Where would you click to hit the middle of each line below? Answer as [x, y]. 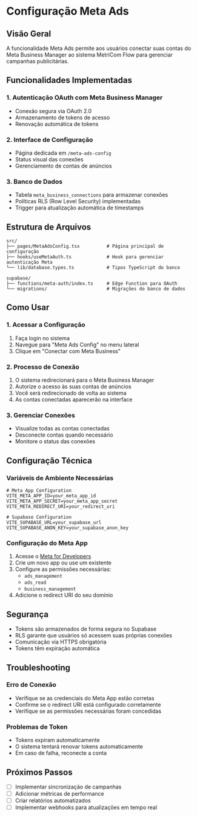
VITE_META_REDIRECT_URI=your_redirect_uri [61, 507]
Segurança [27, 614]
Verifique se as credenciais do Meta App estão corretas [85, 698]
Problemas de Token [37, 727]
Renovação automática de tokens [57, 124]
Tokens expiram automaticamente [57, 740]
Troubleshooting [38, 668]
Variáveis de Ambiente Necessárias [60, 478]
